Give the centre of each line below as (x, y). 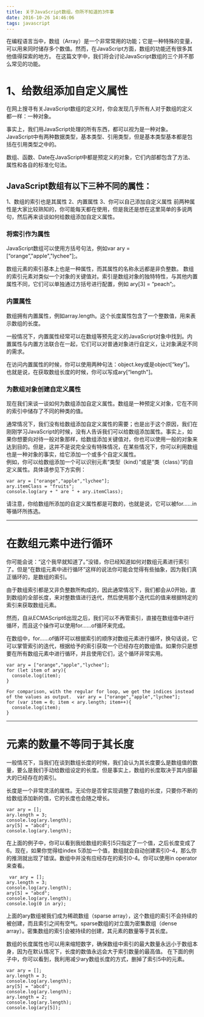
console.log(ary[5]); (34, 1008)
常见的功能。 (27, 64)
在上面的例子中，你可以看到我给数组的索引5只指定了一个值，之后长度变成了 (101, 843)
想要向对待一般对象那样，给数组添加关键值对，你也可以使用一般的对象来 (107, 439)
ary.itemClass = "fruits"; (40, 486)
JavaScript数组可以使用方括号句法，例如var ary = (68, 248)
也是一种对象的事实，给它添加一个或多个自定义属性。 (73, 454)
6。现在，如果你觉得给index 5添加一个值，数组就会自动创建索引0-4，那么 (99, 850)
